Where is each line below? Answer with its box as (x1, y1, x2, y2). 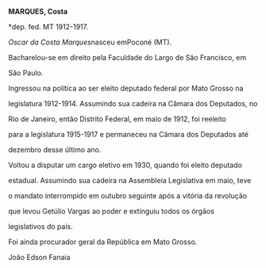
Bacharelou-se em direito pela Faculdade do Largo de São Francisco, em (8, 53, 247, 62)
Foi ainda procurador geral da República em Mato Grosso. (8, 237, 198, 247)
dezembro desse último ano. (8, 145, 102, 154)
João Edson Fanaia (8, 253, 71, 262)
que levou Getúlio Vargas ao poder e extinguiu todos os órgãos (8, 206, 214, 216)
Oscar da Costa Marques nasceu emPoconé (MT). (8, 37, 172, 47)
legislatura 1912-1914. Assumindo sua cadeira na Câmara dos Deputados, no (8, 99, 258, 108)
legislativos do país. (8, 222, 73, 231)
